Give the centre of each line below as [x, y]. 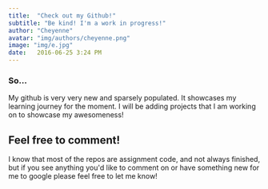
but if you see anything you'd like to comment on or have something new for [134, 167]
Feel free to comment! [64, 140]
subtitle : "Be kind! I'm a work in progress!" [87, 23]
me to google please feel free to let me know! [83, 176]
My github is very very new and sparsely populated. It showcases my [122, 98]
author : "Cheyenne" [41, 30]
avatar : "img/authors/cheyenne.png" [69, 38]
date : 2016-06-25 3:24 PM [55, 53]
